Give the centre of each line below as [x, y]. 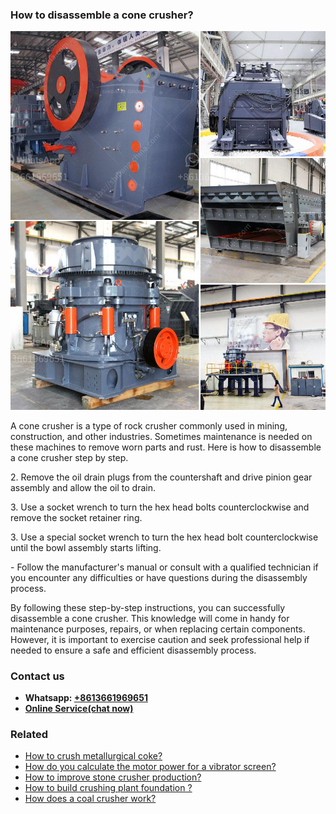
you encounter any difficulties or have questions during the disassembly [159, 577]
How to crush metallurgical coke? [93, 756]
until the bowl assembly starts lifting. [86, 547]
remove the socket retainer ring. [76, 517]
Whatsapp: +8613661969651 [86, 697]
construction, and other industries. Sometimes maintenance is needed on [161, 436]
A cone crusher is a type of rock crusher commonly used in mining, [149, 425]
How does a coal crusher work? [90, 799]
